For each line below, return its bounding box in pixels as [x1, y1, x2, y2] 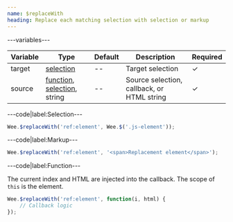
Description [135, 52, 175, 62]
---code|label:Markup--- [7, 136, 78, 144]
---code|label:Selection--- [7, 110, 83, 118]
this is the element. [7, 183, 64, 191]
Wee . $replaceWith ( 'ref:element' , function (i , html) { [7, 196, 166, 203]
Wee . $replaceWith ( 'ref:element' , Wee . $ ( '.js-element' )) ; [7, 123, 175, 130]
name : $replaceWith [7, 10, 64, 17]
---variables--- [7, 35, 51, 44]
